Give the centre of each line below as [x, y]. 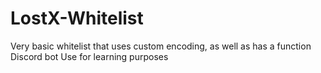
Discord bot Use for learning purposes [89, 56]
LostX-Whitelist [77, 18]
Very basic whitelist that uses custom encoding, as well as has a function [161, 46]
